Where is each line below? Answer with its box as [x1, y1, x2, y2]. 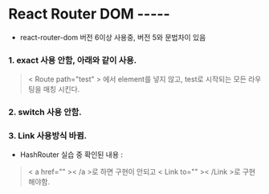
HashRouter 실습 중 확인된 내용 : [19, 150, 123, 159]
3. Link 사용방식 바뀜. [8, 130, 87, 142]
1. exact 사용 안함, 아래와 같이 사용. [8, 54, 137, 65]
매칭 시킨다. [43, 85, 80, 94]
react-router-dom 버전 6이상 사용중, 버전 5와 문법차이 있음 [19, 32, 206, 42]
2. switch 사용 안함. [8, 106, 82, 118]
